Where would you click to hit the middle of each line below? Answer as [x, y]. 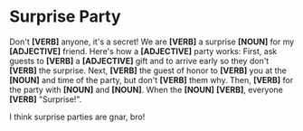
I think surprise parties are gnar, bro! [77, 117]
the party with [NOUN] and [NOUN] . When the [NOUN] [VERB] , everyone [146, 89]
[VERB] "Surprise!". [46, 99]
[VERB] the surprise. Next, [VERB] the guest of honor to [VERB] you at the [148, 70]
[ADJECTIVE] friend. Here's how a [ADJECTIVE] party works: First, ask [143, 51]
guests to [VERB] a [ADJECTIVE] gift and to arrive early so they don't [139, 61]
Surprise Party [65, 17]
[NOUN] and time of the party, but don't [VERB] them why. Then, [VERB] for [151, 80]
